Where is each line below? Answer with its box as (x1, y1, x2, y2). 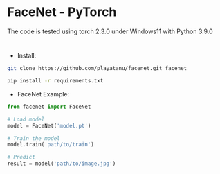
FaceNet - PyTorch (7, 4, 117, 20)
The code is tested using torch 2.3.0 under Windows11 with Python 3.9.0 (7, 27, 213, 35)
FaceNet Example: (17, 89, 70, 98)
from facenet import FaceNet (7, 103, 91, 110)
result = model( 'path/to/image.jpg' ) (7, 160, 116, 167)
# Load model (7, 116, 45, 123)
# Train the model (7, 134, 60, 142)
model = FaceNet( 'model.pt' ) (7, 122, 91, 129)
